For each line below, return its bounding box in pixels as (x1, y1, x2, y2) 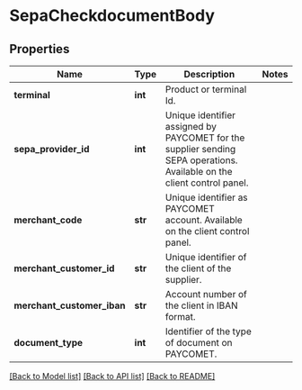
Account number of (164, 288, 247, 300)
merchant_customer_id (13, 262, 115, 275)
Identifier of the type (164, 325, 252, 338)
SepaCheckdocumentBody (9, 5, 216, 26)
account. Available (164, 213, 243, 226)
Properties (9, 41, 70, 57)
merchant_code (13, 213, 83, 226)
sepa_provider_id (13, 143, 90, 155)
